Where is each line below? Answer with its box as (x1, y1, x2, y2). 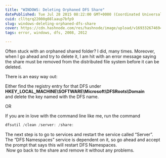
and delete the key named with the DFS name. (5, 94, 99, 100)
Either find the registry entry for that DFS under (5, 83, 101, 89)
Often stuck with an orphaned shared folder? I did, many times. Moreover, (5, 48, 155, 54)
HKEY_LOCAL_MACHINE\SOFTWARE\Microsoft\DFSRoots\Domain (5, 89, 145, 94)
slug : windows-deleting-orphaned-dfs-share (5, 21, 96, 26)
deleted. (5, 64, 22, 70)
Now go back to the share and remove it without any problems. (6, 147, 134, 153)
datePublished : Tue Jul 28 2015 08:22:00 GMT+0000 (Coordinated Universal (5, 12, 163, 17)
